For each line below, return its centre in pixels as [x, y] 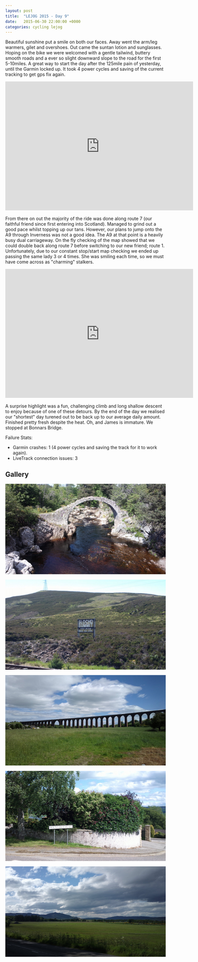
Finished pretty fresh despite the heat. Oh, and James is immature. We [79, 422]
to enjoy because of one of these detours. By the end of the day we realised [85, 411]
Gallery [17, 474]
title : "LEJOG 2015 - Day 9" [37, 16]
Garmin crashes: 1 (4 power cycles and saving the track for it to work [85, 448]
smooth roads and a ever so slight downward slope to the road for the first [83, 58]
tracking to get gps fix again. [35, 74]
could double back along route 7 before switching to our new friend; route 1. [85, 246]
